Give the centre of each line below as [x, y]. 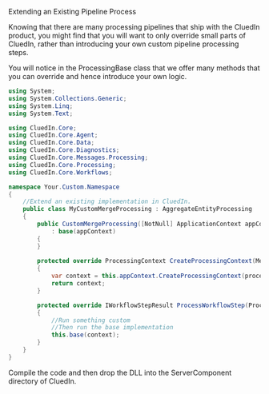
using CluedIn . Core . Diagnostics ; [64, 150]
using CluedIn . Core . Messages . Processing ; [78, 157]
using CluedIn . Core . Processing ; [62, 165]
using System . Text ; [41, 113]
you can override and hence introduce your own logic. [98, 76]
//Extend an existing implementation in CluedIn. [107, 202]
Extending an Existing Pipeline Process [72, 12]
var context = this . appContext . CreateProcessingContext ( [148, 276]
